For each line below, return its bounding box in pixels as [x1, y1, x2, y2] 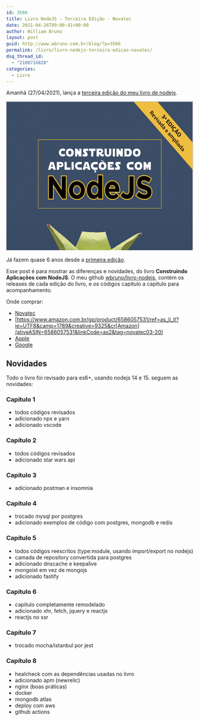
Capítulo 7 [6, 628, 37, 637]
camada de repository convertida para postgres [14, 554, 132, 561]
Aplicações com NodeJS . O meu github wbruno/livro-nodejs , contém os [6, 274, 184, 282]
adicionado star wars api [14, 456, 75, 463]
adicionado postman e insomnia [14, 485, 93, 492]
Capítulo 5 [6, 534, 37, 542]
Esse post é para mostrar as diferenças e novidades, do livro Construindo [6, 268, 188, 275]
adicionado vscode [14, 422, 62, 429]
